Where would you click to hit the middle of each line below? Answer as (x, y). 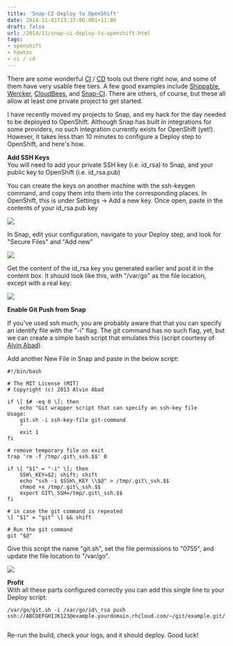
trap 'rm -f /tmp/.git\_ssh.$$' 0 (57, 456)
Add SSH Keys (29, 157)
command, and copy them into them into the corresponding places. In (107, 193)
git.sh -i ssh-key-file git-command (73, 420)
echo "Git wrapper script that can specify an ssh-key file (109, 407)
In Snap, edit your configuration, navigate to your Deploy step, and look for (114, 234)
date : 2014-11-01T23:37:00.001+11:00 (62, 20)
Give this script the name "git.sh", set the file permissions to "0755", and (111, 548)
